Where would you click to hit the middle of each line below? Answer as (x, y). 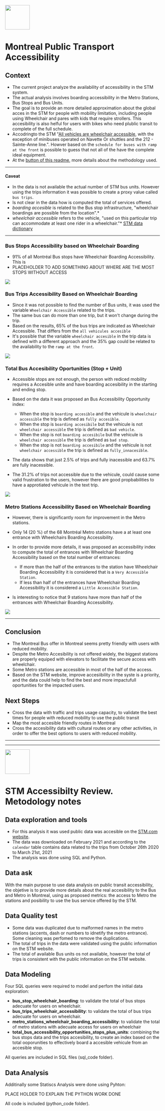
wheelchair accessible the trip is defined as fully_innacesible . (84, 450)
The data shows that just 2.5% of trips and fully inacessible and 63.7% (84, 460)
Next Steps (22, 701)
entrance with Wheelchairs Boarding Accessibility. (63, 537)
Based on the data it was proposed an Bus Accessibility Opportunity (81, 399)
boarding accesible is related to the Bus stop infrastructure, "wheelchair (85, 208)
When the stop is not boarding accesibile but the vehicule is (81, 435)
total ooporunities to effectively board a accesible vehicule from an (80, 1043)
